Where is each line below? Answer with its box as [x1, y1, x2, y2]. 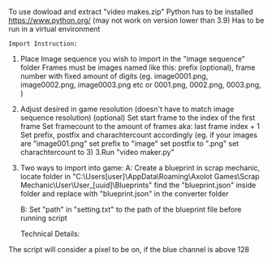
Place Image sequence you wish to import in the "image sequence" [19, 54, 246, 63]
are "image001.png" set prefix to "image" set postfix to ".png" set [19, 139, 240, 148]
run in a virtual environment [8, 24, 101, 33]
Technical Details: [19, 229, 80, 238]
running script [19, 213, 67, 222]
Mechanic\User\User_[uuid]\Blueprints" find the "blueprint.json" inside [19, 180, 257, 190]
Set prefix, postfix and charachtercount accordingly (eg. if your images [19, 130, 258, 140]
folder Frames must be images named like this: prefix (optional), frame [19, 62, 256, 72]
